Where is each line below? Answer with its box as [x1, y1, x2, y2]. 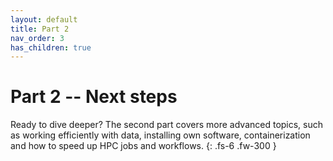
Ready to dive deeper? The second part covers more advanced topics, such [10, 119, 324, 131]
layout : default [10, 14, 78, 25]
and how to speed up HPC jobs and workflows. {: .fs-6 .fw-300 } [10, 140, 277, 152]
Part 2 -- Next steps [10, 86, 178, 108]
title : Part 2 [10, 24, 70, 34]
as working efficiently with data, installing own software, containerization [10, 129, 311, 141]
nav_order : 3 [10, 33, 65, 43]
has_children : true [10, 42, 92, 53]
